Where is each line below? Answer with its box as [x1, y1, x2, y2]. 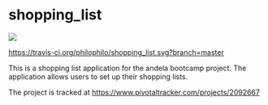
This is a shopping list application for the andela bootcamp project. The [8, 63, 247, 73]
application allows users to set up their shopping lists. [8, 71, 188, 82]
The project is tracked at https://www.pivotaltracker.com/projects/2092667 [8, 87, 260, 97]
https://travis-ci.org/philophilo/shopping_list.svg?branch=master [8, 47, 225, 57]
